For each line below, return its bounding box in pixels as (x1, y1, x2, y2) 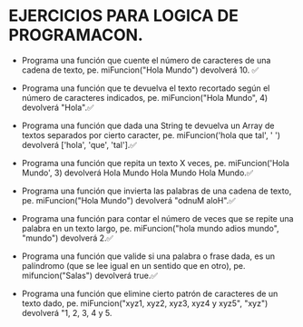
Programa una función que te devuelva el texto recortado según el (21, 83, 270, 94)
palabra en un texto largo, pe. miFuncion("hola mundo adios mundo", (21, 223, 279, 233)
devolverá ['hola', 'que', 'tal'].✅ (21, 139, 137, 150)
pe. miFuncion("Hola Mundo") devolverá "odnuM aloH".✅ (21, 194, 237, 205)
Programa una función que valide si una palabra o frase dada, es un (21, 251, 276, 262)
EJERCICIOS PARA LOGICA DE (8, 5, 239, 26)
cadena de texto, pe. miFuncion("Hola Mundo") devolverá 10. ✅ (21, 64, 259, 75)
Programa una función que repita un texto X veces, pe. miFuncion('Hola (21, 157, 289, 168)
